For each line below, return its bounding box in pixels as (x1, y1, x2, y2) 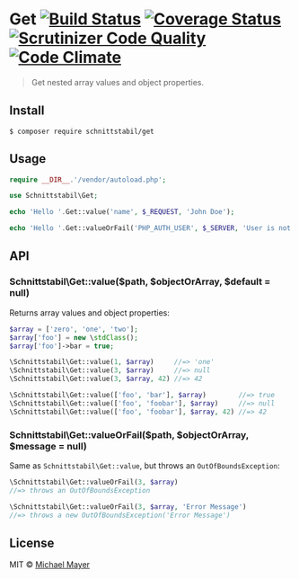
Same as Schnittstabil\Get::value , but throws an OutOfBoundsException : (9, 459, 280, 471)
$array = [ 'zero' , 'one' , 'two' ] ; (9, 325, 139, 334)
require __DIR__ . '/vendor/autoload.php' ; (9, 175, 167, 184)
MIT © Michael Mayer (9, 559, 91, 570)
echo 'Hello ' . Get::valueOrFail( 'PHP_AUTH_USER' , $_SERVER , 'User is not (9, 224, 292, 233)
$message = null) (9, 440, 87, 452)
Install (9, 103, 45, 119)
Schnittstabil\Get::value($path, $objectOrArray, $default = (9, 275, 271, 288)
